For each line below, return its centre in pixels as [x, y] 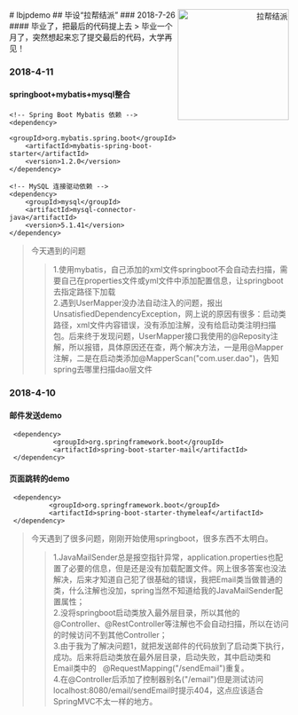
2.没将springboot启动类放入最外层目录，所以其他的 [146, 613]
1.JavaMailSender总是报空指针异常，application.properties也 [164, 557]
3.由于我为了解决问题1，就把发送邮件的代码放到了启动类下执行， [171, 646]
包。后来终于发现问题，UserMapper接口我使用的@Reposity [162, 336]
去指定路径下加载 [84, 292]
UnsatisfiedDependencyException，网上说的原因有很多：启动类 [169, 314]
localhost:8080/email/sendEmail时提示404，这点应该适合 [158, 690]
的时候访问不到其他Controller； [110, 635]
